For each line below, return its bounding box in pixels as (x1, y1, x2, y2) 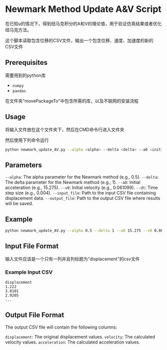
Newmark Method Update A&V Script (5, 3, 162, 15)
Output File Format (5, 311, 65, 320)
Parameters (5, 161, 42, 169)
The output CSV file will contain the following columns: (5, 324, 117, 330)
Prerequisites (5, 58, 48, 67)
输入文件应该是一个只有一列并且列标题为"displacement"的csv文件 (5, 256, 140, 262)
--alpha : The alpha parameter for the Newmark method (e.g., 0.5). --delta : (5, 174, 159, 180)
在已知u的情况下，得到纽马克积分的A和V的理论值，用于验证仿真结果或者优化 (5, 20, 162, 26)
